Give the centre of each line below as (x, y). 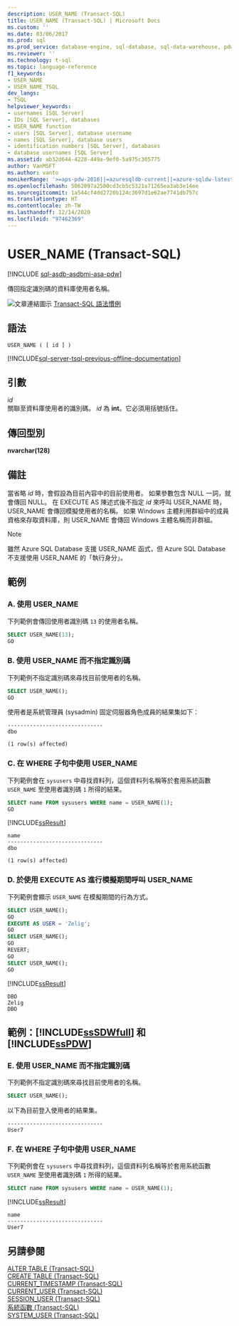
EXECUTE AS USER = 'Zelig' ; (49, 923)
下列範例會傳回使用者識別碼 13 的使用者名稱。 (75, 621)
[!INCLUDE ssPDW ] (50, 1044)
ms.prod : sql (27, 41)
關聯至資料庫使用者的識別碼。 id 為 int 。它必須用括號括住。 (95, 408)
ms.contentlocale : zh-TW (44, 206)
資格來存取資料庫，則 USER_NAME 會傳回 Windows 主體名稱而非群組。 (112, 519)
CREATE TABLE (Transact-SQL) (53, 1276)
